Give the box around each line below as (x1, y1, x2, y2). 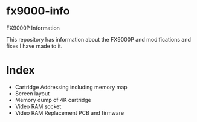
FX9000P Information (6, 24, 60, 31)
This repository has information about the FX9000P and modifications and (6, 36, 192, 43)
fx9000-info (6, 4, 71, 18)
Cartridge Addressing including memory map (15, 83, 128, 91)
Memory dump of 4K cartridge (15, 96, 92, 103)
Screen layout (15, 89, 50, 97)
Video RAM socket (15, 103, 62, 110)
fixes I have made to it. (6, 42, 63, 50)
